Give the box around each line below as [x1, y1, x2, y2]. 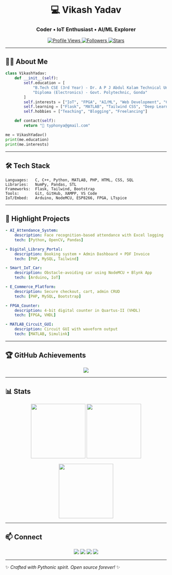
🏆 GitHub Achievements [5, 351, 86, 360]
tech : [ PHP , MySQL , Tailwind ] [14, 256, 79, 262]
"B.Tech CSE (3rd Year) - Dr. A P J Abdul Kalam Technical [32, 85, 161, 90]
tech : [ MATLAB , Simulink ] [14, 331, 70, 336]
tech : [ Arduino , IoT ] [14, 275, 60, 280]
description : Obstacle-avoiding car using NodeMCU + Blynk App [14, 270, 153, 275]
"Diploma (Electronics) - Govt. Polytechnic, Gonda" [32, 90, 147, 95]
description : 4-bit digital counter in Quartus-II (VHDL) [14, 308, 141, 313]
